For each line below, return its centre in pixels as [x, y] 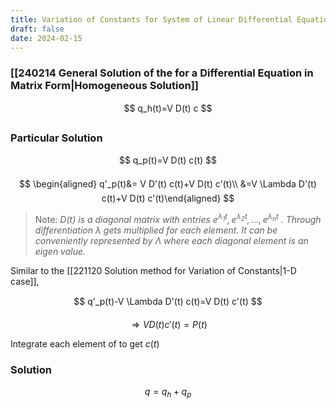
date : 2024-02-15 [46, 38]
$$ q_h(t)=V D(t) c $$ [168, 108]
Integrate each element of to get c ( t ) [85, 343]
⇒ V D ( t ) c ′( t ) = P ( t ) [169, 324]
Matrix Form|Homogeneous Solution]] [105, 86]
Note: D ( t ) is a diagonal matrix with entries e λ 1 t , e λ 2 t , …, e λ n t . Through [178, 218]
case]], [25, 281]
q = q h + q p [168, 392]
